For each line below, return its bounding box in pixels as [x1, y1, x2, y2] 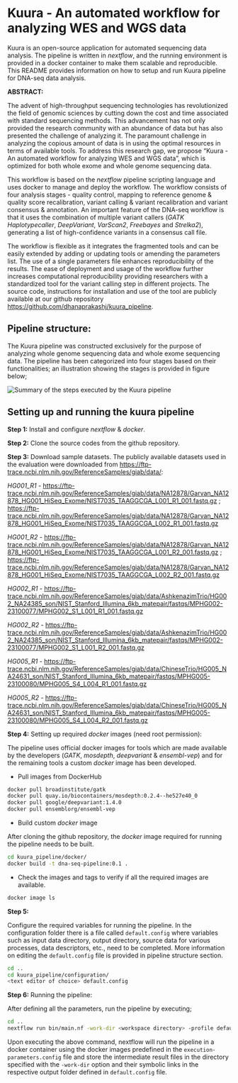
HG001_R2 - [7, 532, 42, 541]
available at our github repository [7, 295, 104, 303]
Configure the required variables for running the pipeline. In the [7, 920, 192, 929]
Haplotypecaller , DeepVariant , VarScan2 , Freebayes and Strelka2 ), [7, 220, 203, 229]
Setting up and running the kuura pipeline [7, 406, 195, 418]
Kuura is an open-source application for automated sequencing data [7, 43, 207, 52]
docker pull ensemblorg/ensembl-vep [7, 806, 115, 813]
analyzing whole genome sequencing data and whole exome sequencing [7, 349, 220, 358]
